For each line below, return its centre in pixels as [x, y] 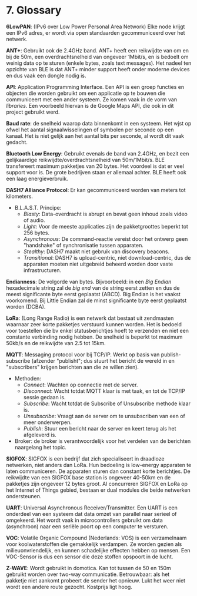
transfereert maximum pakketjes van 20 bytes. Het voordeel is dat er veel [95, 166]
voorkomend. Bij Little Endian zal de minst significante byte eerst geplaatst [96, 300]
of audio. [34, 220]
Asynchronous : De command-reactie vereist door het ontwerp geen [106, 239]
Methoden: [28, 378]
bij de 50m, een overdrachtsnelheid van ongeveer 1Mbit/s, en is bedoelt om [97, 57]
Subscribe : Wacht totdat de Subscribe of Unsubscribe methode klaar [107, 403]
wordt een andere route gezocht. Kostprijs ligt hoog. [69, 587]
